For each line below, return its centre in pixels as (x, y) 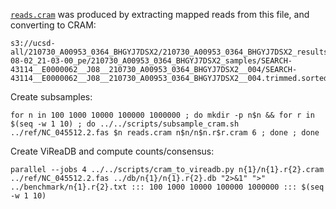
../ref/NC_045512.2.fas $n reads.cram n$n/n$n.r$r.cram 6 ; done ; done (165, 133)
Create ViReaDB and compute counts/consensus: (112, 151)
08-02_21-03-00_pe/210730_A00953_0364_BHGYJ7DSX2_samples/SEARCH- (151, 61)
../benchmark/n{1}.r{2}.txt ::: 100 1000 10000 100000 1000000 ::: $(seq (167, 187)
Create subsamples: (51, 97)
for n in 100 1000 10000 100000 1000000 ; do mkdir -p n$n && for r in (162, 115)
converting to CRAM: (53, 25)
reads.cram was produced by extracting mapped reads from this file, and (160, 14)
